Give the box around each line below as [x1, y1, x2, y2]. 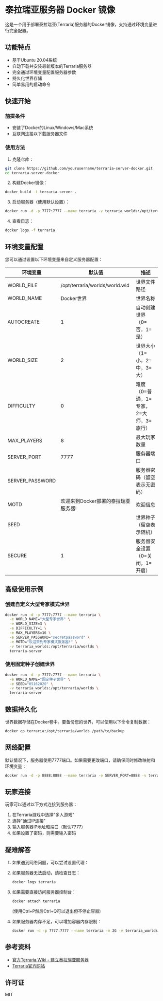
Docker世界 [60, 295, 87, 302]
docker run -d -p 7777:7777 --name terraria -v [5, 209, 103, 214]
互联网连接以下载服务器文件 [12, 131, 68, 137]
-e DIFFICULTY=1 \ [9, 626, 47, 631]
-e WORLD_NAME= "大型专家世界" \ [9, 617, 70, 622]
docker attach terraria [12, 899, 61, 904]
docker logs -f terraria [5, 228, 55, 233]
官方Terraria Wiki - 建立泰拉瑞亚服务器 [12, 957, 89, 963]
